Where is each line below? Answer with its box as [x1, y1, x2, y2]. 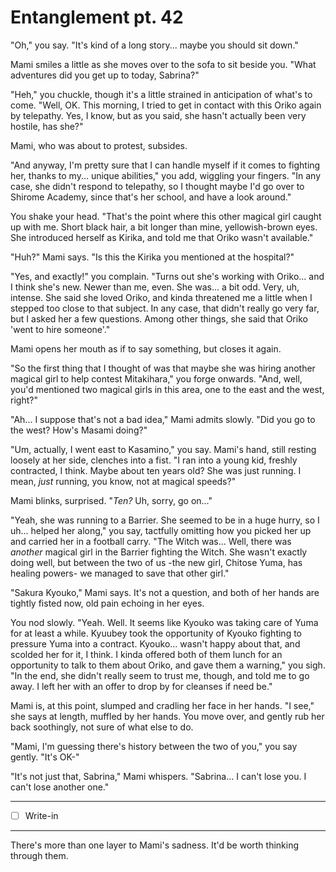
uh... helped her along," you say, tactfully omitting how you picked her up [10, 524, 312, 536]
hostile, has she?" [10, 120, 84, 132]
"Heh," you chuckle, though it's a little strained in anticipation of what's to [10, 88, 313, 100]
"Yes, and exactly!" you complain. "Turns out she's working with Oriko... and [10, 270, 325, 282]
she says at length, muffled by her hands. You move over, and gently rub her [10, 710, 325, 722]
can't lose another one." [10, 781, 110, 793]
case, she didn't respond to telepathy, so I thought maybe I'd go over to [10, 180, 305, 192]
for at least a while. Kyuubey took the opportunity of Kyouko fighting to [10, 627, 302, 639]
